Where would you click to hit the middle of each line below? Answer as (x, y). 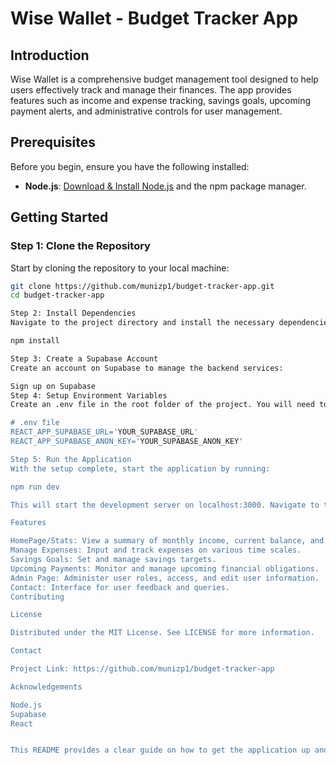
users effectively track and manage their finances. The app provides (151, 90)
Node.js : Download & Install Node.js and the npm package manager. (165, 186)
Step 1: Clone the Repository (80, 246)
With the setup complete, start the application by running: (140, 468)
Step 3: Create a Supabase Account (84, 358)
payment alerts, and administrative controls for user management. (146, 111)
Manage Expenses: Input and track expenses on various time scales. (156, 550)
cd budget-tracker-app (57, 295)
